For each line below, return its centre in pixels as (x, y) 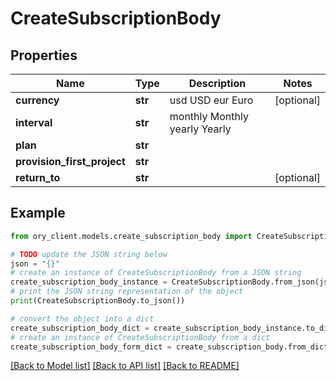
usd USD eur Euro (211, 100)
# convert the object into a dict (82, 318)
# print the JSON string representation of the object (127, 292)
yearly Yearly (200, 129)
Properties (44, 55)
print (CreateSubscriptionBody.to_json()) (98, 301)
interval (34, 122)
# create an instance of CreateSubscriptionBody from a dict (140, 337)
